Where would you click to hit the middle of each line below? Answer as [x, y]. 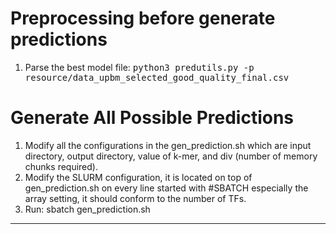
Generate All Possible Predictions [152, 118]
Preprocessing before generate [143, 18]
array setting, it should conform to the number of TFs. [135, 198]
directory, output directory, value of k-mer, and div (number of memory [171, 156]
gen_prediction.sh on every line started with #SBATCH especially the [166, 188]
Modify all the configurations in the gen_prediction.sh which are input [168, 145]
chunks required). [61, 166]
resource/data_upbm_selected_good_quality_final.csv [157, 77]
